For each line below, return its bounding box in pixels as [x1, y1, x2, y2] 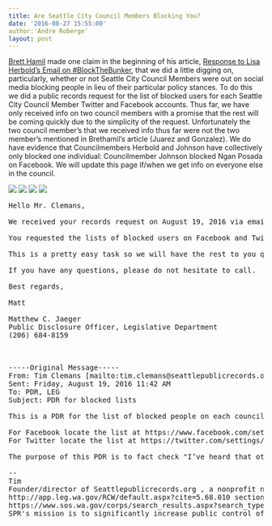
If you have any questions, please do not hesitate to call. [8, 266, 257, 276]
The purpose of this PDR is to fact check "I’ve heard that [8, 452, 253, 462]
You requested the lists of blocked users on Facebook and [8, 233, 249, 243]
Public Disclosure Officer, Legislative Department [8, 323, 219, 332]
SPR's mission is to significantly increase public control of [8, 509, 265, 519]
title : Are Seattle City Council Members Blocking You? [8, 11, 201, 20]
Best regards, [8, 282, 65, 292]
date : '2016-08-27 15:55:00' [8, 19, 107, 28]
